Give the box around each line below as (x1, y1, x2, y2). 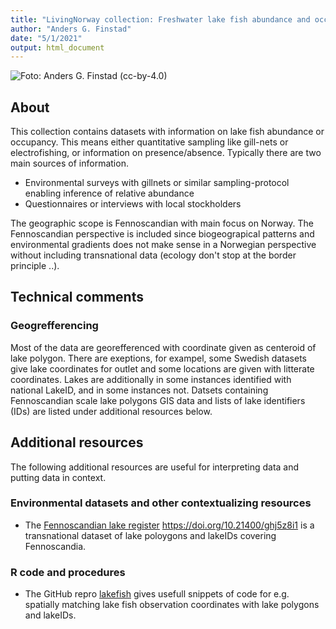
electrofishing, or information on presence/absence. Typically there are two (10, 147, 322, 159)
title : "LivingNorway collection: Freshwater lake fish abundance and (10, 14, 311, 25)
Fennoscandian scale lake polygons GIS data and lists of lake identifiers (10, 394, 306, 406)
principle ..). (10, 260, 60, 272)
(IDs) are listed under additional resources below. (10, 405, 213, 417)
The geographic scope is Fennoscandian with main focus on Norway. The (10, 217, 315, 230)
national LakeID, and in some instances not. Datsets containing (10, 384, 269, 396)
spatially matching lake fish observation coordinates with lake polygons (24, 599, 320, 611)
